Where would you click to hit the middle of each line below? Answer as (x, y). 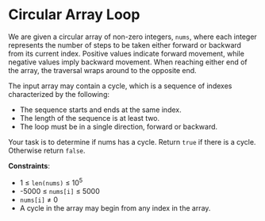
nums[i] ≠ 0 (38, 200)
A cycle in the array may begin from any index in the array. (115, 207)
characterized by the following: (59, 94)
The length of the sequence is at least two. (90, 118)
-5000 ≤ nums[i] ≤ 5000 (60, 191)
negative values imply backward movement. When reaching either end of (128, 62)
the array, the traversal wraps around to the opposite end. (102, 70)
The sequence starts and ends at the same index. (100, 110)
